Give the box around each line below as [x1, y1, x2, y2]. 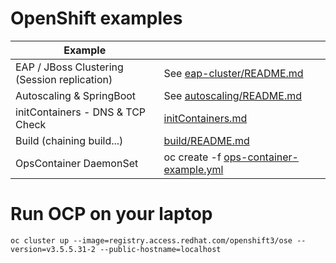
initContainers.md [163, 111, 248, 125]
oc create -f [163, 150, 222, 164]
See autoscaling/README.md [163, 88, 303, 102]
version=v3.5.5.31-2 [10, 244, 97, 254]
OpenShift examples [10, 7, 183, 30]
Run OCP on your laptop [10, 203, 213, 226]
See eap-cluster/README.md [163, 66, 304, 80]
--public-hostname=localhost [99, 244, 222, 254]
